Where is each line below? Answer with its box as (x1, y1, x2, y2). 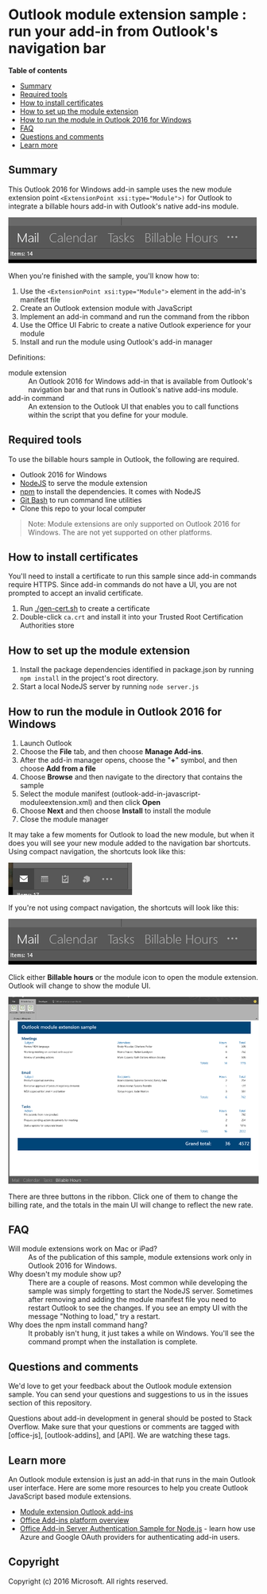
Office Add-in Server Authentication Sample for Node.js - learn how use (19, 1523, 256, 1533)
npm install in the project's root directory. (19, 674, 159, 683)
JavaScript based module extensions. (8, 1491, 132, 1501)
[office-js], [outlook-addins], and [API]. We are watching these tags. (8, 1430, 230, 1440)
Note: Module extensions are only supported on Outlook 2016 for (27, 519, 241, 528)
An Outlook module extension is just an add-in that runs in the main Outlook (8, 1474, 256, 1484)
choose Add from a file (19, 764, 97, 773)
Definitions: (8, 352, 46, 362)
